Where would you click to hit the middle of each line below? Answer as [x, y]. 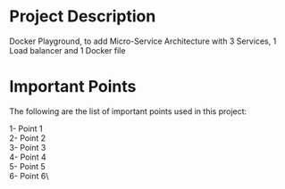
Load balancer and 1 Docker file [67, 50]
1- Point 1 [26, 128]
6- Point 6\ [29, 176]
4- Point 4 [28, 157]
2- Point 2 [28, 138]
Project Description [83, 16]
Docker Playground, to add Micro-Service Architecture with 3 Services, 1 [143, 41]
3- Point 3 [28, 147]
